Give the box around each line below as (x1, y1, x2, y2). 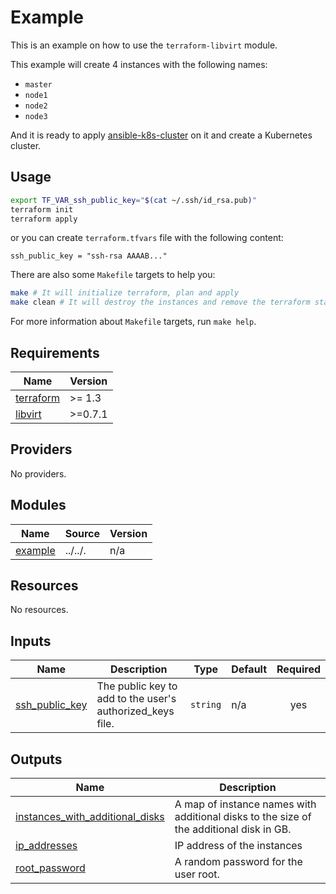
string (190, 699, 222, 711)
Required (276, 662, 321, 676)
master (24, 79, 53, 90)
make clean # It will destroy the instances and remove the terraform (10, 297, 311, 308)
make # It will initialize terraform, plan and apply (10, 288, 240, 298)
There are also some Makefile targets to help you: (10, 269, 216, 281)
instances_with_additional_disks (15, 810, 165, 823)
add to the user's (96, 692, 177, 706)
